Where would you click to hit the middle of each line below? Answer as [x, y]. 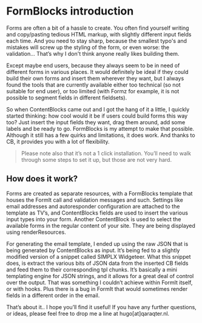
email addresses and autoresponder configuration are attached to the [93, 206]
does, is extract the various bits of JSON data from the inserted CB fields [97, 263]
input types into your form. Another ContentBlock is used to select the [94, 219]
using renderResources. [36, 232]
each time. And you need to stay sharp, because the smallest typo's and [96, 41]
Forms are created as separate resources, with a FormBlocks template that [99, 193]
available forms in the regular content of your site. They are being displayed [101, 225]
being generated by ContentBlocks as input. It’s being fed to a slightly [93, 250]
